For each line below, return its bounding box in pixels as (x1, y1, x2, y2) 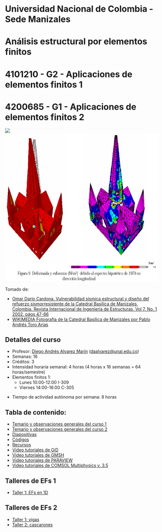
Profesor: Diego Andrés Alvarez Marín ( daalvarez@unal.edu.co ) (12, 349, 139, 354)
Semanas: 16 (12, 354, 38, 360)
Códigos (12, 437, 29, 442)
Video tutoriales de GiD (12, 447, 59, 453)
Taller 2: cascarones (12, 522, 53, 528)
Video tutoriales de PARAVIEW (12, 458, 73, 463)
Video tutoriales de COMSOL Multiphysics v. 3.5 (12, 462, 108, 468)
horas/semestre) (12, 369, 46, 375)
